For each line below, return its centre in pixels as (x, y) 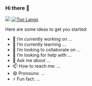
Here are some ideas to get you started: (47, 29)
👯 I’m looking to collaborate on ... (47, 50)
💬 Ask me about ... (31, 60)
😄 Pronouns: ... (29, 73)
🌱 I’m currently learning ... (39, 44)
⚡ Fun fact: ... (26, 79)
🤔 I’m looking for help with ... (42, 55)
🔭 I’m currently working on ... (42, 39)
